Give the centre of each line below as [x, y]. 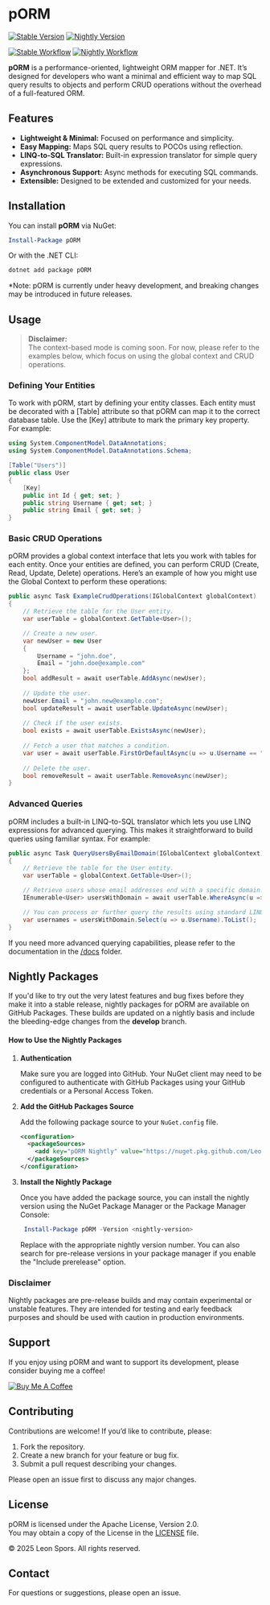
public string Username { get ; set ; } [88, 503]
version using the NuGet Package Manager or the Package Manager [133, 1206]
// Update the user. [57, 693]
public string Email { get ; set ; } [82, 511]
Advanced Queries [45, 804]
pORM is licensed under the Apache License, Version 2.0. [104, 1524]
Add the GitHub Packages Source [77, 1106]
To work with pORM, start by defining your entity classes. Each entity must [132, 403]
